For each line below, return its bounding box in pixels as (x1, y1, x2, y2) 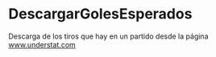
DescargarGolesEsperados (8, 5, 193, 23)
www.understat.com (8, 39, 77, 49)
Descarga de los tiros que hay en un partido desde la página (8, 31, 209, 41)
